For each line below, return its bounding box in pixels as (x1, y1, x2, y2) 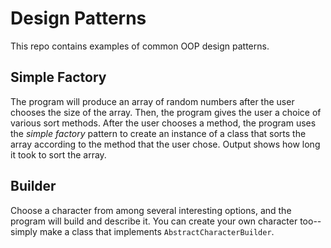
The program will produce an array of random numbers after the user (10, 95, 295, 107)
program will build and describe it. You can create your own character (10, 215, 298, 227)
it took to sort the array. (10, 148, 107, 161)
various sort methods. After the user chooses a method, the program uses (10, 117, 317, 129)
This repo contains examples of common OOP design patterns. (10, 40, 270, 52)
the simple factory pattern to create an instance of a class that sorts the (10, 127, 307, 139)
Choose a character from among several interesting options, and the (10, 204, 292, 216)
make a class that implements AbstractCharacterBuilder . (39, 225, 275, 237)
